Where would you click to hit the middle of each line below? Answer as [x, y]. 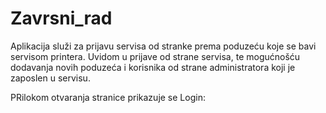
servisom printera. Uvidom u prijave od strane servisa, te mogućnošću [155, 56]
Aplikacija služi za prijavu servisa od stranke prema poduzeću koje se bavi [163, 46]
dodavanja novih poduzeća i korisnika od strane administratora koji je [153, 67]
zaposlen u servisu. [50, 78]
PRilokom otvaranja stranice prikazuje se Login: [108, 97]
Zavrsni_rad [61, 18]
